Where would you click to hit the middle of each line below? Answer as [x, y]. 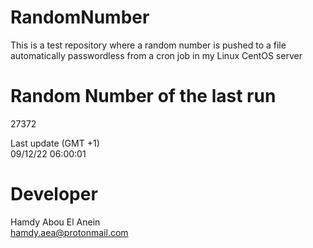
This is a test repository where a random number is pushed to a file [148, 45]
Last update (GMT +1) [55, 143]
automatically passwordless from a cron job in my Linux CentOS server [156, 55]
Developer [54, 194]
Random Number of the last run [143, 96]
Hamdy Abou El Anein [55, 222]
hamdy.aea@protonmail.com [69, 232]
